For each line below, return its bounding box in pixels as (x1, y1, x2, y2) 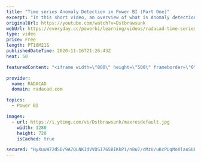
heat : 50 (6, 53, 28, 59)
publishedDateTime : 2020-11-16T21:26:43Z (6, 48, 111, 54)
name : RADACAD (11, 80, 47, 87)
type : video (6, 31, 36, 37)
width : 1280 (17, 124, 47, 131)
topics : (6, 97, 26, 103)
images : (6, 113, 26, 119)
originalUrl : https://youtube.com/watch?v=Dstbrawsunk (6, 20, 146, 26)
